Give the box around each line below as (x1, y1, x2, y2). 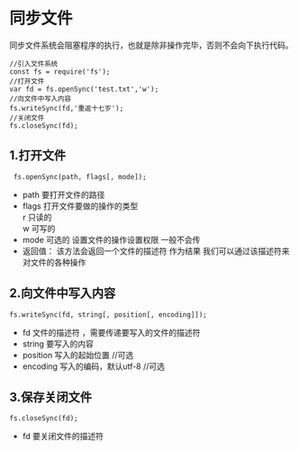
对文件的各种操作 (22, 256, 86, 267)
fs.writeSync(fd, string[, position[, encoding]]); (9, 310, 207, 319)
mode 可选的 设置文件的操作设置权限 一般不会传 (22, 234, 201, 245)
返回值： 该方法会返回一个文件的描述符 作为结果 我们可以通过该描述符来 (22, 245, 290, 256)
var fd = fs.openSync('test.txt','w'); (9, 85, 159, 94)
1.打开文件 (9, 148, 67, 163)
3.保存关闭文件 (9, 389, 93, 405)
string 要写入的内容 (22, 338, 95, 349)
